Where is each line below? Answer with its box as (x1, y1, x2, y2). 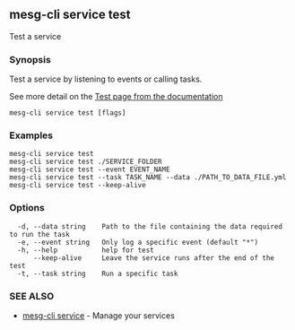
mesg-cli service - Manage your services (22, 310, 175, 321)
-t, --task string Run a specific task (17, 269, 178, 278)
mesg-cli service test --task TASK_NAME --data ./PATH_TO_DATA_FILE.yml (9, 173, 287, 182)
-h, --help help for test (17, 246, 154, 255)
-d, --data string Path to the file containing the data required (17, 221, 282, 231)
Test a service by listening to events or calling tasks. (9, 74, 203, 84)
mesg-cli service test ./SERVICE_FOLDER (9, 157, 163, 167)
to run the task (9, 230, 70, 239)
